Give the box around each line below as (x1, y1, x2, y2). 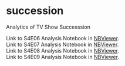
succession (6, 4, 64, 18)
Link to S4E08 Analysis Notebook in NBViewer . (6, 47, 119, 54)
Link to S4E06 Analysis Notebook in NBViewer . (6, 34, 119, 41)
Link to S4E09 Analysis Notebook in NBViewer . (6, 53, 119, 60)
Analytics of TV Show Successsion (6, 23, 91, 30)
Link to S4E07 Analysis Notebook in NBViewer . (6, 41, 119, 48)
